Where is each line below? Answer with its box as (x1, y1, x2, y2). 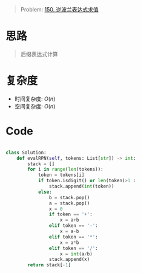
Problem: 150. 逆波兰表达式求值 (20, 6, 99, 13)
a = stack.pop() (48, 200, 90, 206)
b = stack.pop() (48, 194, 90, 200)
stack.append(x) (48, 257, 90, 263)
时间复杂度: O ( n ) (14, 95, 56, 102)
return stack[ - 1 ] (27, 262, 71, 268)
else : (38, 189, 52, 195)
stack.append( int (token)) (48, 183, 114, 189)
